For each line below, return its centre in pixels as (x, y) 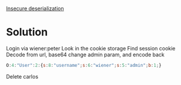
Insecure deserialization (35, 8)
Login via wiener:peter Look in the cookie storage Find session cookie (91, 48)
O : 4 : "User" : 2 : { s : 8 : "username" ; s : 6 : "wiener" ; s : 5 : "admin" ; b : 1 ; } (84, 65)
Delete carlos (22, 76)
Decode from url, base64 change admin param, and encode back (85, 55)
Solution (27, 32)
